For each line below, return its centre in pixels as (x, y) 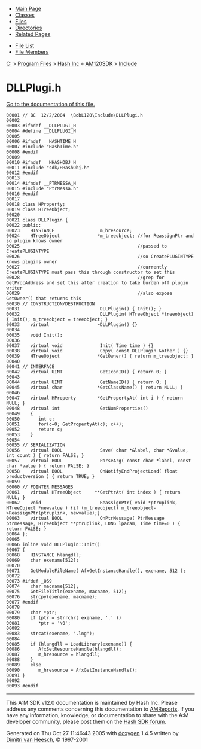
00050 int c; (31, 419)
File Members (32, 52)
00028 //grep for (85, 278)
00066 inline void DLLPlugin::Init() (53, 544)
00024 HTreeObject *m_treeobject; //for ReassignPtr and (100, 236)
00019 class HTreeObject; (38, 209)
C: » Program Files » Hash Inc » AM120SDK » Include (72, 63)
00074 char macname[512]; (42, 586)
